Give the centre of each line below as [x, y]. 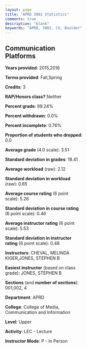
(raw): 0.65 [16, 184]
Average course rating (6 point [37, 193]
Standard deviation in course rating [42, 208]
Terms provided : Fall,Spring [34, 77]
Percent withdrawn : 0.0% [31, 116]
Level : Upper [18, 322]
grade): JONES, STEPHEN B [33, 273]
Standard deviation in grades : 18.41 [42, 159]
